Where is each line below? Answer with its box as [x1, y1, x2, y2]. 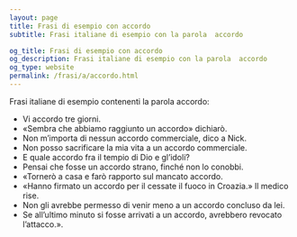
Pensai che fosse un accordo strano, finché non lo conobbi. [22, 161, 244, 172]
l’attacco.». [22, 218, 64, 230]
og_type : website [9, 63, 75, 72]
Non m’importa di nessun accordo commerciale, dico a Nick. [22, 132, 247, 143]
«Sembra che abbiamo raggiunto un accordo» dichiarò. [22, 123, 228, 133]
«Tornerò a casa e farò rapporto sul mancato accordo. [22, 170, 223, 181]
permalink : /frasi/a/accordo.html [9, 71, 139, 81]
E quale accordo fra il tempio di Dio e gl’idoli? [22, 151, 191, 162]
